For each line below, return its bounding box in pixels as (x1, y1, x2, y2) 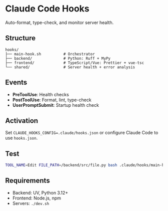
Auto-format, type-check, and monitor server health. (5, 19, 114, 25)
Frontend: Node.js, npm (12, 195, 61, 201)
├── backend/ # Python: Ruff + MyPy (5, 56, 111, 61)
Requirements (5, 177, 50, 185)
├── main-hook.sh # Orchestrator (5, 51, 95, 56)
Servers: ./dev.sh (12, 200, 49, 206)
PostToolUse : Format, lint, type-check (12, 97, 91, 103)
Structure (5, 34, 36, 42)
